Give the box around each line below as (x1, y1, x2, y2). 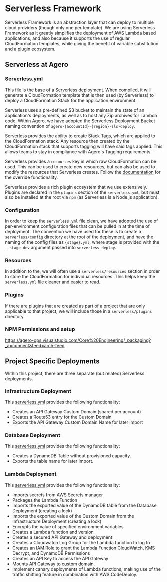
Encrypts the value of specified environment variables (12, 523, 124, 529)
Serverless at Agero (5, 60, 69, 69)
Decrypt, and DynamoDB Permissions (12, 550, 90, 556)
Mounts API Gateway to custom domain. (12, 561, 95, 567)
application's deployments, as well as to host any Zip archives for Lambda (5, 112, 157, 118)
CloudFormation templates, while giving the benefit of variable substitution (5, 40, 159, 46)
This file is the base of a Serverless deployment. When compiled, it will (5, 87, 151, 93)
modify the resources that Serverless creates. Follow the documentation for (5, 169, 161, 175)
